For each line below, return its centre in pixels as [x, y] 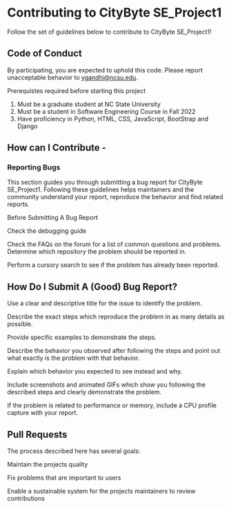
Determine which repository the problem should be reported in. [97, 252]
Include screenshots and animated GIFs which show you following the [106, 385]
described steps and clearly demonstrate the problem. [84, 392]
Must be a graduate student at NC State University [89, 104]
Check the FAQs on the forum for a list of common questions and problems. [114, 244]
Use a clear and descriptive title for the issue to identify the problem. [104, 303]
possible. [20, 324]
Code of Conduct [45, 53]
